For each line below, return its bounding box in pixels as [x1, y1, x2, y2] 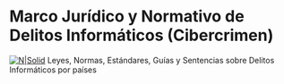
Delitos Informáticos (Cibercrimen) [9, 25, 274, 46]
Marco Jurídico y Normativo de [9, 6, 245, 27]
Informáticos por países [9, 64, 97, 75]
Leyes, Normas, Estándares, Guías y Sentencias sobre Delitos [47, 55, 275, 65]
